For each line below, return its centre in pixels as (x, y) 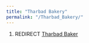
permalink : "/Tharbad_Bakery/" (45, 17)
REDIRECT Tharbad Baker (46, 34)
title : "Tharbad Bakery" (37, 11)
